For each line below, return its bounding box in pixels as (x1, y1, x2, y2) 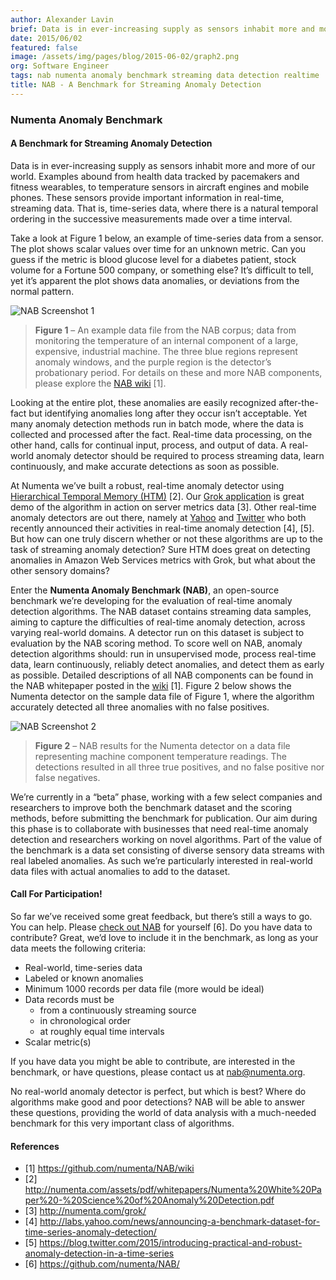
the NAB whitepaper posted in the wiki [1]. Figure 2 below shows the (10, 679, 292, 691)
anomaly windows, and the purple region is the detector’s (34, 356, 272, 368)
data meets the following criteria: (10, 942, 147, 955)
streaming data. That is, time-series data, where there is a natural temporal (10, 202, 319, 214)
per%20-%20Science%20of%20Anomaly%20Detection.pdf (24, 1194, 275, 1206)
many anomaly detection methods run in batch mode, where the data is (10, 417, 305, 430)
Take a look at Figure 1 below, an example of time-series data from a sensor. (10, 232, 324, 244)
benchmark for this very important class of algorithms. (10, 1117, 235, 1130)
